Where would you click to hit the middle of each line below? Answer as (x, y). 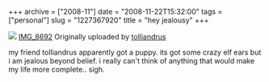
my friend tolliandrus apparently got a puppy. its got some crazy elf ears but (135, 52)
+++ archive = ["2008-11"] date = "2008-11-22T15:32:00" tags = (116, 12)
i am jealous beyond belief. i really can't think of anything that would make (132, 61)
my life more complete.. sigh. (57, 69)
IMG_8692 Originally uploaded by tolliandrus (92, 37)
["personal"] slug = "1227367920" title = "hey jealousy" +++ (109, 20)
